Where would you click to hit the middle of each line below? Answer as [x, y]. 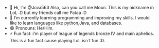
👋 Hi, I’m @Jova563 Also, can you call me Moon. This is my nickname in [82, 8]
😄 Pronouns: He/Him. [31, 28]
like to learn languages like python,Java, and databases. [66, 23]
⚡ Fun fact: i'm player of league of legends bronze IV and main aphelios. [82, 33]
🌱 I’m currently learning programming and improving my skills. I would [79, 18]
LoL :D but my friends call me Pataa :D [48, 13]
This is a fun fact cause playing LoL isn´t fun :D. [57, 40]
